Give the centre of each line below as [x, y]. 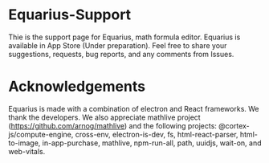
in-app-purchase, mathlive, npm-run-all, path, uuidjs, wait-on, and [152, 143]
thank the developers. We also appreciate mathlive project [104, 117]
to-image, [24, 143]
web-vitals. [27, 151]
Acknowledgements [77, 87]
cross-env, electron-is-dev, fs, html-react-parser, [157, 134]
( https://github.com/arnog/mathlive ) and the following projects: [112, 125]
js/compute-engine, [41, 134]
